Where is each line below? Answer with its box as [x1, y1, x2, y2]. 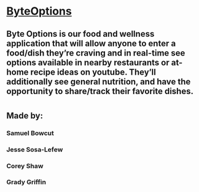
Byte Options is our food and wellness [6, 29, 155, 39]
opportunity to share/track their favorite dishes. [6, 86, 193, 96]
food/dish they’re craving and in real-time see [6, 48, 185, 58]
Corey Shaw [6, 161, 44, 170]
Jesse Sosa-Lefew [6, 145, 63, 153]
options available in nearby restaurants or [6, 57, 170, 68]
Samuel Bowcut [6, 128, 54, 137]
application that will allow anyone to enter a [6, 38, 176, 48]
